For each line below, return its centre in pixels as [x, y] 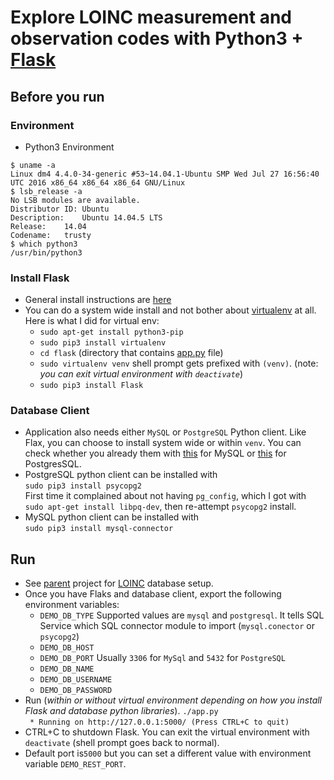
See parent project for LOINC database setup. [119, 583]
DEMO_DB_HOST [67, 648]
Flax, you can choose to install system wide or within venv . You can [163, 443]
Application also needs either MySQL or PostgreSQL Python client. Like [165, 432]
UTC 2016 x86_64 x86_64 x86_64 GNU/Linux [98, 182]
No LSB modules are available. [75, 200]
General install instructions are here [98, 300]
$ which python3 [44, 244]
